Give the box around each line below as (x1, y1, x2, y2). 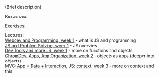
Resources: (5, 14, 28, 19)
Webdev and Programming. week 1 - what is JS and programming (5, 37, 136, 43)
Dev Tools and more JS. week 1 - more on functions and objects (5, 48, 133, 53)
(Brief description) (5, 4, 42, 10)
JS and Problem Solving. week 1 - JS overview (5, 43, 98, 48)
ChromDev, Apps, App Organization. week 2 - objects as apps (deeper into (5, 53, 155, 59)
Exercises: (5, 23, 26, 29)
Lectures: (5, 32, 24, 38)
